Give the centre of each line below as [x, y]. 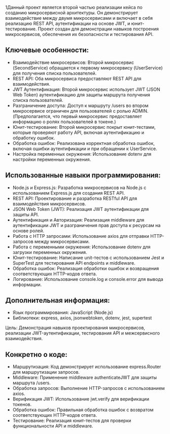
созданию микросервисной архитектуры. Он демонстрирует [72, 13]
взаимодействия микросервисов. [49, 204]
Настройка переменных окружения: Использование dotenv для [82, 154]
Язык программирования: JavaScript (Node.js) [63, 313]
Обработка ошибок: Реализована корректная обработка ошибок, [83, 143]
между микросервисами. [62, 241]
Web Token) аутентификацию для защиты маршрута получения [81, 95]
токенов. [22, 405]
